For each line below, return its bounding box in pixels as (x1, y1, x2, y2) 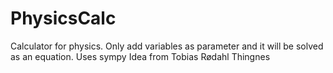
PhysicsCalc (10, 7, 117, 30)
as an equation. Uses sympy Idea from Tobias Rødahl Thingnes (10, 50, 271, 62)
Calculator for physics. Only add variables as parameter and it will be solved (10, 40, 324, 52)
